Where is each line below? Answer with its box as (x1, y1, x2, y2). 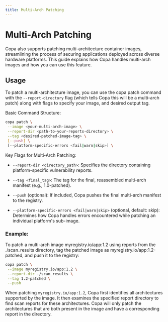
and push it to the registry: (24, 252, 79, 258)
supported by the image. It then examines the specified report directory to (5, 295, 159, 301)
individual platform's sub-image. (12, 218, 80, 224)
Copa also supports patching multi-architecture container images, (5, 46, 142, 52)
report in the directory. (5, 311, 52, 317)
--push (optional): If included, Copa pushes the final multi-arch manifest (12, 192, 161, 198)
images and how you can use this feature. (5, 61, 92, 68)
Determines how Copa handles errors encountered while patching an (12, 212, 156, 219)
